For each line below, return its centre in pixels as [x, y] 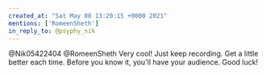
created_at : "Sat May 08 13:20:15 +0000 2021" [88, 16]
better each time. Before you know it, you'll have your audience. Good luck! [133, 62]
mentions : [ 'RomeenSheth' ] [54, 23]
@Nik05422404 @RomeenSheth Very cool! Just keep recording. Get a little [133, 54]
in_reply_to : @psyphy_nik [52, 31]
